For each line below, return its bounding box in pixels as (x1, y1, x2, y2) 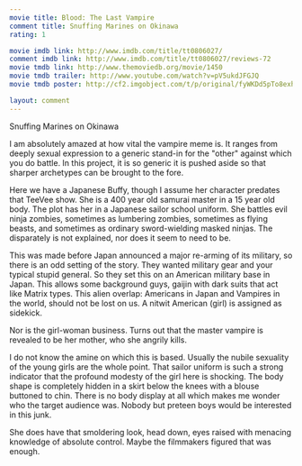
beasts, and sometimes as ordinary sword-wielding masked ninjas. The (9, 223, 273, 233)
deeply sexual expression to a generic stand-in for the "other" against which (9, 148, 292, 159)
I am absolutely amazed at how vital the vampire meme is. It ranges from (9, 138, 279, 149)
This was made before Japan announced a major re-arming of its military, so (9, 250, 293, 260)
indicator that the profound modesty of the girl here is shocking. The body (9, 370, 284, 381)
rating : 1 (9, 30, 47, 39)
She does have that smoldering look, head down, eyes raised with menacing (9, 426, 292, 437)
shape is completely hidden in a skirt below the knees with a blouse (9, 380, 260, 391)
